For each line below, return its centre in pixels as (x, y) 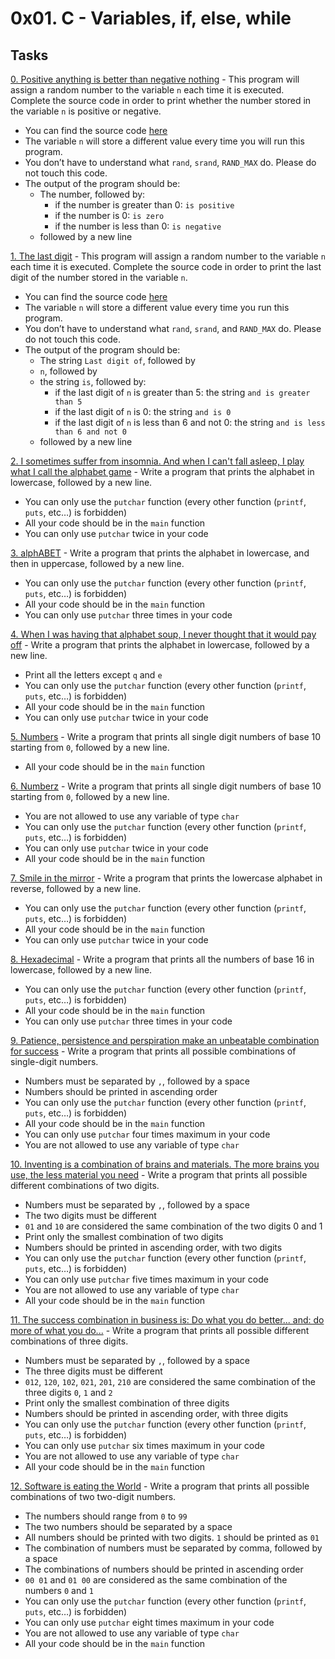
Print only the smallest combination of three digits (127, 1403)
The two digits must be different (90, 1215)
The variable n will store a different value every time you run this (157, 307)
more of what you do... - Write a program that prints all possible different (160, 1330)
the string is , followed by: (93, 381)
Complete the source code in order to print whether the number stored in (161, 100)
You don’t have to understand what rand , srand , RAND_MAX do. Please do (170, 162)
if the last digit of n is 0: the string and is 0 (143, 411)
